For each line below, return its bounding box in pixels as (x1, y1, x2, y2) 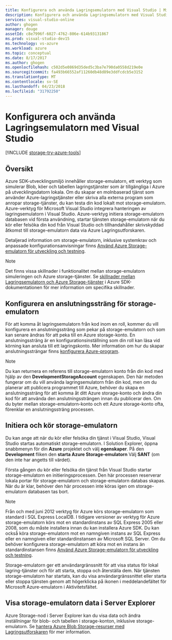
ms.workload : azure (5, 46, 47, 51)
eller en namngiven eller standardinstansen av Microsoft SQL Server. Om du (5, 535, 165, 542)
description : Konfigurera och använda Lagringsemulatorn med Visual (5, 12, 155, 17)
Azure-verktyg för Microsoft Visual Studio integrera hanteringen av (5, 205, 146, 212)
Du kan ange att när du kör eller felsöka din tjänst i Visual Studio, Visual (5, 435, 156, 441)
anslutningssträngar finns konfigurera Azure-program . (5, 348, 120, 354)
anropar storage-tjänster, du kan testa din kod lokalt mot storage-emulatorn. (5, 200, 166, 206)
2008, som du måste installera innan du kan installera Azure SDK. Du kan (5, 524, 160, 531)
